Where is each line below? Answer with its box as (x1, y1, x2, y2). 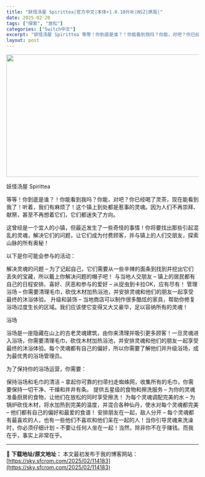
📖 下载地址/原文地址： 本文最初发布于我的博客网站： (6, 450, 138, 457)
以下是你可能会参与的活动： (6, 252, 76, 260)
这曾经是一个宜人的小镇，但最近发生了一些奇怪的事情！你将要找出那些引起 (6, 224, 193, 231)
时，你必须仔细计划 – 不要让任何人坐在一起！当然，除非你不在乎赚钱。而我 (6, 424, 194, 431)
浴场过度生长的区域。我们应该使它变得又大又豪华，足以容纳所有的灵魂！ (6, 304, 188, 310)
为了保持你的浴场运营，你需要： (6, 365, 87, 373)
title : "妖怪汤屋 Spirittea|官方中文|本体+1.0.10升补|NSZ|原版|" (6, 9, 163, 15)
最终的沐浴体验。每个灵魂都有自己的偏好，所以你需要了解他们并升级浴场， (6, 344, 193, 352)
